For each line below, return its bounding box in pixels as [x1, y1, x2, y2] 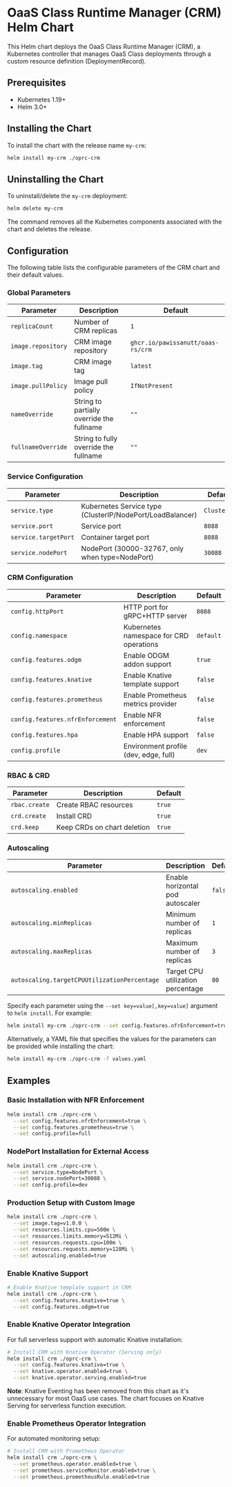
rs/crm [130, 346, 152, 353]
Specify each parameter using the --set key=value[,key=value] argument [7, 1002, 218, 1010]
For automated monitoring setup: [7, 1435, 101, 1443]
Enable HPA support [123, 730, 188, 739]
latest [130, 362, 152, 370]
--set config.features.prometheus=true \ [13, 1124, 135, 1131]
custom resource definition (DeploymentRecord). [7, 57, 146, 65]
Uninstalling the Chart [7, 173, 104, 185]
